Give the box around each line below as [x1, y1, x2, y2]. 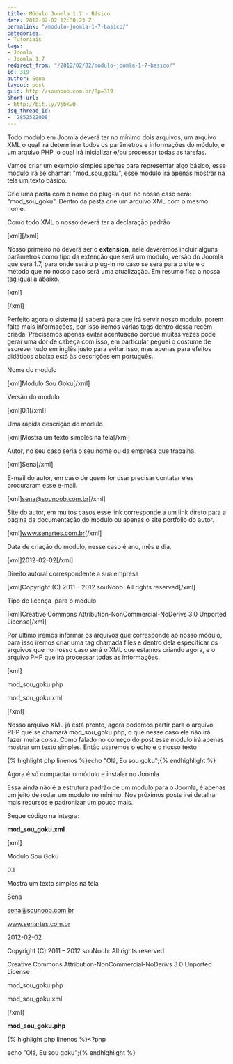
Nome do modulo [7, 365, 57, 373]
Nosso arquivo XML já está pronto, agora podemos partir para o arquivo [7, 720, 214, 729]
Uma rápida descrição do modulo [7, 419, 103, 428]
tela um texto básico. [7, 176, 67, 185]
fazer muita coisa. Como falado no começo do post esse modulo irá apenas [7, 735, 224, 743]
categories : [7, 29, 42, 37]
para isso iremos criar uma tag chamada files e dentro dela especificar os [7, 638, 218, 647]
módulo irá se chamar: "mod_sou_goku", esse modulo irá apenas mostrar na [7, 169, 225, 177]
